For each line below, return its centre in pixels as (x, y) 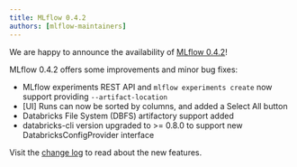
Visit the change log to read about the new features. (106, 152)
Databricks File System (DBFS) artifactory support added (128, 116)
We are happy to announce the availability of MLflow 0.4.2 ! (118, 51)
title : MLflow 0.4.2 (48, 18)
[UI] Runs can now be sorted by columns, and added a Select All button (155, 106)
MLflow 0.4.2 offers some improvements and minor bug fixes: (124, 70)
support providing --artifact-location (95, 97)
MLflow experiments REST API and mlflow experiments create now (147, 87)
